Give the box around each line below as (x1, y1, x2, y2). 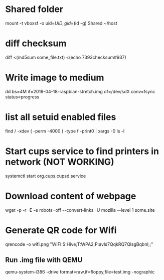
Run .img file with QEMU (5, 255, 83, 264)
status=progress (5, 94, 39, 100)
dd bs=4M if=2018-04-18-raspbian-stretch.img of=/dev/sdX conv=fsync (5, 88, 155, 94)
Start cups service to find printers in (5, 146, 159, 157)
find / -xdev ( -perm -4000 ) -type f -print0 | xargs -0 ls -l (5, 128, 125, 134)
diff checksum (5, 38, 67, 49)
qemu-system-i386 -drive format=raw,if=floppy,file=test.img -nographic (5, 269, 155, 275)
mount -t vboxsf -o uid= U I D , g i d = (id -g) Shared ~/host (5, 20, 118, 26)
